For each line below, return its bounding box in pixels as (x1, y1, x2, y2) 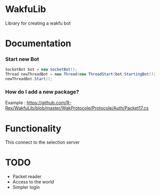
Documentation (5, 38, 72, 49)
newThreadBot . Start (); (5, 76, 53, 81)
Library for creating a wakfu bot (5, 20, 71, 26)
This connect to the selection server (5, 139, 80, 145)
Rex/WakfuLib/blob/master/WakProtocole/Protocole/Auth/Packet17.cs (5, 105, 149, 111)
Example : (5, 100, 26, 106)
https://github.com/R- (27, 100, 72, 106)
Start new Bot (5, 56, 39, 63)
